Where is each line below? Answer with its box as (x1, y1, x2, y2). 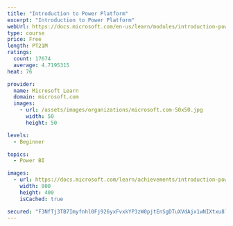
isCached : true (19, 195, 64, 202)
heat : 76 (7, 68, 33, 75)
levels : (7, 132, 30, 139)
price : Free (7, 36, 42, 43)
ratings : (7, 49, 33, 56)
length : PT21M (7, 42, 49, 49)
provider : (7, 80, 36, 87)
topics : (7, 150, 30, 158)
